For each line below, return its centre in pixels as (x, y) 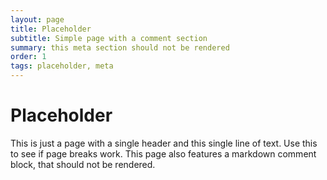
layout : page (37, 19)
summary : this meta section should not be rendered (120, 47)
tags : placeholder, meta (62, 66)
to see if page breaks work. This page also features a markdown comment (163, 153)
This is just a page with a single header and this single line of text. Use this (164, 143)
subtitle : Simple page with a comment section (109, 38)
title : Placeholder (51, 29)
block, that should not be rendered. (83, 164)
